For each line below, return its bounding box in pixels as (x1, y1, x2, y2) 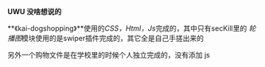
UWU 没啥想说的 (7, 7, 62, 16)
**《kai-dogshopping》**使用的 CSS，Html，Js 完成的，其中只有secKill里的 (7, 24, 247, 33)
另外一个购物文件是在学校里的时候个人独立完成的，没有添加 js (7, 50, 210, 59)
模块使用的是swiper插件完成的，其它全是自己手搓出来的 (21, 34, 205, 43)
